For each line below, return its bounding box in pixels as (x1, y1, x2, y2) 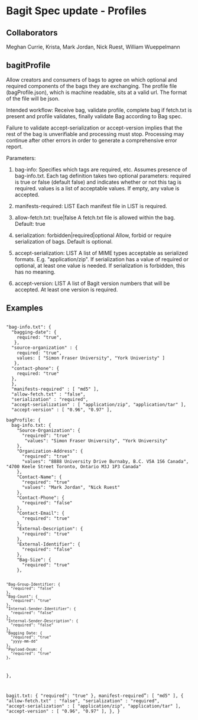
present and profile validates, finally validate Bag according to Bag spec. (6, 112, 183, 119)
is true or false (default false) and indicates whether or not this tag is (14, 179, 182, 186)
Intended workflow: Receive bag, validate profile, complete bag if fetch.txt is (6, 106, 192, 113)
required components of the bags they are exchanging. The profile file (6, 82, 177, 89)
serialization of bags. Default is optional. (14, 238, 113, 245)
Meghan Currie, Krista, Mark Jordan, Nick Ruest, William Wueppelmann (6, 43, 180, 50)
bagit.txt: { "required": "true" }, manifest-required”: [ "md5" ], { (6, 693, 184, 699)
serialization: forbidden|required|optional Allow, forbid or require (14, 232, 171, 239)
